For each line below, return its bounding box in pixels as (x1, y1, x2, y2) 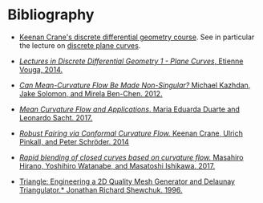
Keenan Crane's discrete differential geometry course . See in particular (18, 32, 255, 42)
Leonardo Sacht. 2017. (18, 112, 93, 122)
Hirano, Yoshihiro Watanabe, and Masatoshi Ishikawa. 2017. (18, 160, 216, 170)
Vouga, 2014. (18, 64, 63, 74)
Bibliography (7, 6, 95, 24)
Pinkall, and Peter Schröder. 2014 (18, 136, 130, 146)
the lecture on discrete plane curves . (18, 40, 141, 50)
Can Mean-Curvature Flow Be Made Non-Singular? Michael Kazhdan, (18, 80, 251, 90)
